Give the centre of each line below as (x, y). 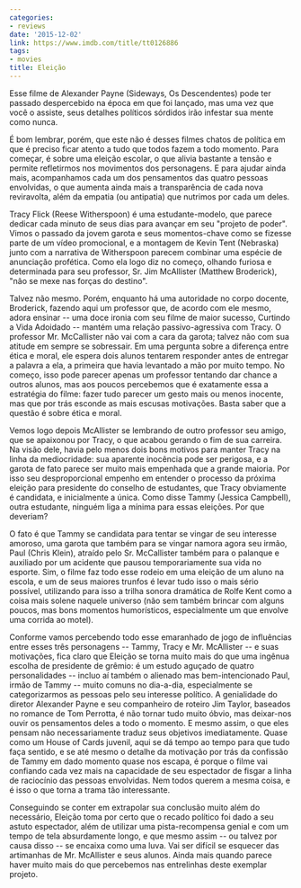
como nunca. (34, 121)
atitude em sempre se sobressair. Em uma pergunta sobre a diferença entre (149, 346)
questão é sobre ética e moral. (66, 413)
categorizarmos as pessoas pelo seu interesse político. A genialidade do (144, 694)
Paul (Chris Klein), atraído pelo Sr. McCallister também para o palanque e (145, 553)
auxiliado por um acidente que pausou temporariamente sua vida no (136, 562)
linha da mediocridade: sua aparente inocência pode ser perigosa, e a (138, 458)
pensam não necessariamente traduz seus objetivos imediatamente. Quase (149, 733)
